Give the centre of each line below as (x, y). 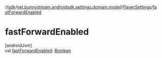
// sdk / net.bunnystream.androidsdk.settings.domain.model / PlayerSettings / (79, 7)
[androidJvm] (19, 45)
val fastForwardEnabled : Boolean (38, 50)
